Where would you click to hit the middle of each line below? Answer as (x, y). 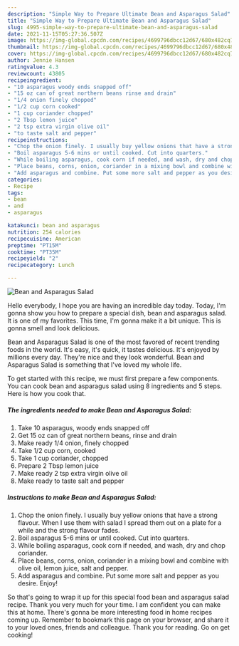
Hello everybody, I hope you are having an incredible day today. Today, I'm (117, 306)
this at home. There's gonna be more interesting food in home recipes (110, 612)
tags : (15, 193)
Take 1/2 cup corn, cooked (57, 450)
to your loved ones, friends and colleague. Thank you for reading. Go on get (118, 627)
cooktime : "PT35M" (34, 252)
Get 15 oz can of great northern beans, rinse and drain (97, 435)
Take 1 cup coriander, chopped (63, 458)
